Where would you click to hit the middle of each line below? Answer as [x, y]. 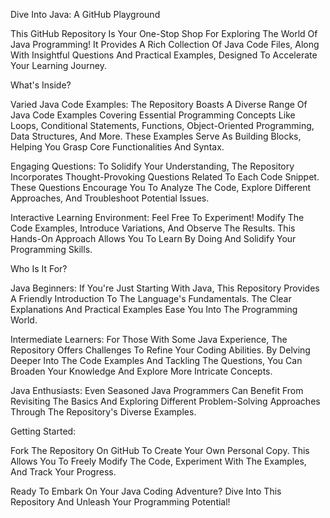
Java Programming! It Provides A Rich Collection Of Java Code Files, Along [165, 44]
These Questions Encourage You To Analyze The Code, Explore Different [161, 187]
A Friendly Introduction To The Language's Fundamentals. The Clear [151, 298]
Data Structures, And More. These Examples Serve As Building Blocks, [156, 136]
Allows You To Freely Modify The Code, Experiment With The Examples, [158, 461]
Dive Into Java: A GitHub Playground [85, 14]
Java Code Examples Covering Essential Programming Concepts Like [153, 115]
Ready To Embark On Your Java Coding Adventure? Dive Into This [146, 491]
